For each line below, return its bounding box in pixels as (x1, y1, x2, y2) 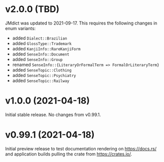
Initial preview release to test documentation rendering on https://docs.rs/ (5, 145, 157, 151)
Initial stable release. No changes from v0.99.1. (5, 111, 101, 117)
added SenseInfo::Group (12, 56, 63, 62)
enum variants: (5, 25, 36, 31)
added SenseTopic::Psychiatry (12, 72, 76, 78)
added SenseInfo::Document (12, 51, 70, 57)
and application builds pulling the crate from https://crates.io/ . (5, 151, 132, 157)
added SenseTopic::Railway (12, 77, 70, 83)
